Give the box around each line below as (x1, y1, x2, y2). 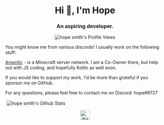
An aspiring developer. (56, 23, 114, 30)
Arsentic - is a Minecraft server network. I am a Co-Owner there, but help (5, 59, 158, 66)
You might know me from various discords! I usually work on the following (5, 44, 159, 50)
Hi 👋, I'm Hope (55, 5, 115, 16)
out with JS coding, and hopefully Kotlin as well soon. (5, 65, 117, 71)
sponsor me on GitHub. (5, 80, 54, 86)
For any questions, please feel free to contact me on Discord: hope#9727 (5, 90, 158, 96)
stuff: (5, 49, 17, 55)
